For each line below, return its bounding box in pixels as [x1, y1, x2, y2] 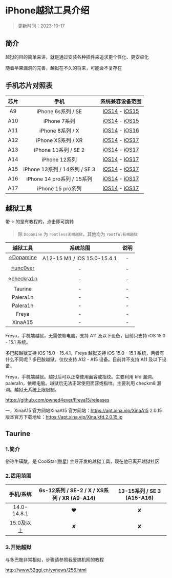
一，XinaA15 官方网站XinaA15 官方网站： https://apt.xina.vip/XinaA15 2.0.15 [5, 407, 162, 414]
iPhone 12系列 [41, 156, 77, 163]
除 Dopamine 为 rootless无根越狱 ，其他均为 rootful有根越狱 [17, 231, 138, 237]
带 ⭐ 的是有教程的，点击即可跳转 [5, 219, 74, 225]
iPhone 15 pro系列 [37, 185, 82, 192]
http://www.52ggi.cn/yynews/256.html [5, 567, 87, 573]
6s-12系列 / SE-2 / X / [39, 487, 96, 494]
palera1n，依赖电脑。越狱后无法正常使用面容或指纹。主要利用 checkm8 [5, 380, 156, 386]
